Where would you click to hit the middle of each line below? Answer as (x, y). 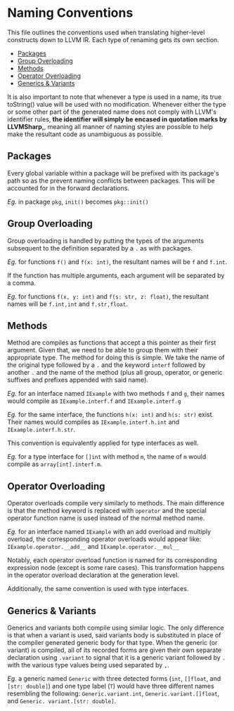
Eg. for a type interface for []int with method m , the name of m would (107, 457)
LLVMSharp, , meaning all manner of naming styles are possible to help (110, 126)
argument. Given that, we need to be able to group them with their (103, 350)
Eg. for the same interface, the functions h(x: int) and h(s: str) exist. (111, 415)
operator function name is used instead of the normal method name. (106, 518)
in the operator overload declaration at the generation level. (93, 575)
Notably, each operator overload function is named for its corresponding (112, 560)
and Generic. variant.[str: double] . (62, 701)
